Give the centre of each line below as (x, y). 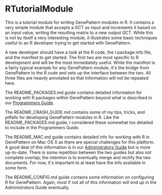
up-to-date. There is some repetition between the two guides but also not (78, 152)
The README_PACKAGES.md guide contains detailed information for (74, 92)
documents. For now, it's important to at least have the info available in (75, 163)
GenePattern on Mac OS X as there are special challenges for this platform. (80, 142)
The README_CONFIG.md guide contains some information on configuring (80, 177)
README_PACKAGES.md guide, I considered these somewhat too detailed (79, 122)
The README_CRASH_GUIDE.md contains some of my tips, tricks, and (75, 112)
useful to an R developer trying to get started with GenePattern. (68, 43)
